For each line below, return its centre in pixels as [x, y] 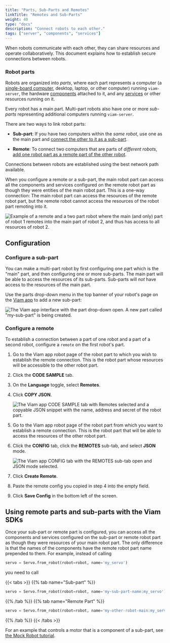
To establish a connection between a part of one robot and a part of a [78, 339]
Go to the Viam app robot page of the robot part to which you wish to [84, 354]
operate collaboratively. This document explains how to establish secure [80, 53]
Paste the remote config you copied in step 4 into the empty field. [81, 486]
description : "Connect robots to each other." [55, 29]
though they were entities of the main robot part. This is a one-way [75, 190]
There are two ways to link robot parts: [46, 124]
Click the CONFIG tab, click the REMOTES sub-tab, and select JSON [84, 446]
